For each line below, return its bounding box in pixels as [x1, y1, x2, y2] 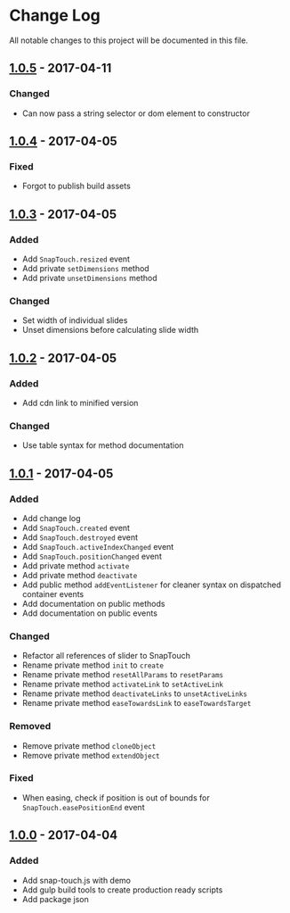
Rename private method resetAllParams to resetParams [21, 669, 224, 680]
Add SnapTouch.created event [21, 522, 131, 533]
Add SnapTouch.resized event [21, 253, 131, 264]
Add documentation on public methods [21, 598, 165, 609]
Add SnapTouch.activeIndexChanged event [21, 541, 174, 552]
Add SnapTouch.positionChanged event [21, 551, 162, 561]
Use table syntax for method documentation [21, 440, 184, 451]
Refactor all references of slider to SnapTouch [21, 651, 191, 661]
